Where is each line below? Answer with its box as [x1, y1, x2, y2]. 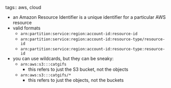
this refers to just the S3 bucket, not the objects [28, 66, 129, 72]
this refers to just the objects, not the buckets [28, 77, 124, 83]
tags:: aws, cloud [5, 5, 41, 10]
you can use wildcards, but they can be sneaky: [12, 55, 114, 62]
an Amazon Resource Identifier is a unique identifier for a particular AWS [12, 14, 166, 20]
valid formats [12, 25, 41, 31]
